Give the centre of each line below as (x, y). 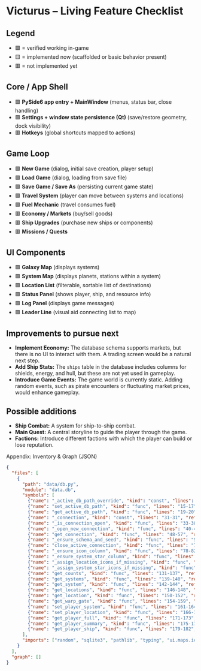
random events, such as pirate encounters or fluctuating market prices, (102, 386)
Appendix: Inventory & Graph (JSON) (52, 456)
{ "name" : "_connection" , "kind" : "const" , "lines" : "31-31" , (106, 517)
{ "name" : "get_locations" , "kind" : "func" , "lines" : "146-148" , (109, 590)
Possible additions (41, 411)
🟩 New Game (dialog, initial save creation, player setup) (84, 168)
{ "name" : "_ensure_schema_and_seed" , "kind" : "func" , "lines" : (108, 540)
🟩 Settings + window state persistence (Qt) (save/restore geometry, (101, 117)
